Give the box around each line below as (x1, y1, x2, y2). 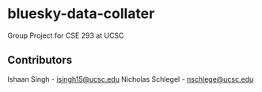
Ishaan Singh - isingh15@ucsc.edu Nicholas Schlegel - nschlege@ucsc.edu (7, 74, 254, 83)
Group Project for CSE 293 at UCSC (7, 31, 124, 40)
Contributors (7, 53, 73, 67)
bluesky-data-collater (7, 5, 155, 23)
